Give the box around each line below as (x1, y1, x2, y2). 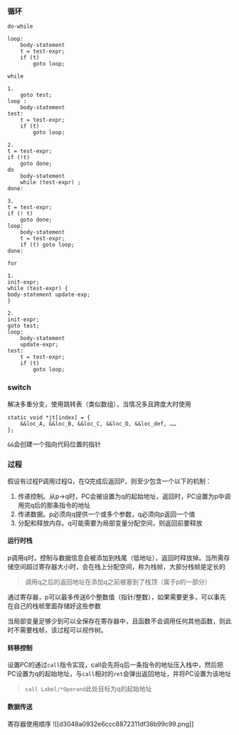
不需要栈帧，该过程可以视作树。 (13, 626, 107, 634)
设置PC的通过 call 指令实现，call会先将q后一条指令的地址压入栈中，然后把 (7, 661, 224, 669)
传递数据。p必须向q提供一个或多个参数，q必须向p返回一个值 (17, 510, 196, 518)
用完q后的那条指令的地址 (17, 500, 91, 509)
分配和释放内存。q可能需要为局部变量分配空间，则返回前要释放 (17, 518, 203, 527)
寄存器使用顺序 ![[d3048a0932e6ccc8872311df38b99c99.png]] (7, 719, 194, 728)
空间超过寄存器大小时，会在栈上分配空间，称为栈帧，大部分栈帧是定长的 (13, 562, 225, 571)
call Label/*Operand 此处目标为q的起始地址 (24, 684, 152, 693)
